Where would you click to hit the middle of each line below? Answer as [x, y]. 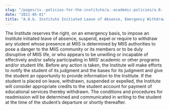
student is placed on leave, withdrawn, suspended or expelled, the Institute [83, 81]
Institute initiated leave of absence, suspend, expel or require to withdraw [81, 38]
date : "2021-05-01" [26, 14]
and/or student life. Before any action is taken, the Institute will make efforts [83, 65]
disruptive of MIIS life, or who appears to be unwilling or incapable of [77, 54]
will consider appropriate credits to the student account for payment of [79, 86]
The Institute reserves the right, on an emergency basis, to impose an [77, 33]
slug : [11, 10]
